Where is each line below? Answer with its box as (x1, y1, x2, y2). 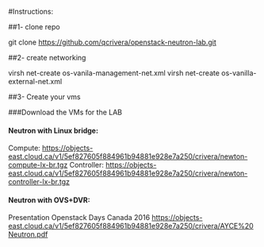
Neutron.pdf (8, 230, 48, 239)
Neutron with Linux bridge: (8, 125, 99, 135)
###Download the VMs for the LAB (8, 107, 123, 117)
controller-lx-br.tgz (8, 177, 70, 187)
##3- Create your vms (8, 92, 81, 102)
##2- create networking (8, 53, 86, 62)
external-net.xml (8, 77, 63, 86)
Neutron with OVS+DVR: (8, 195, 90, 205)
